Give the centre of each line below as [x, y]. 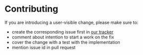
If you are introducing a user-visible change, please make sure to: [71, 22]
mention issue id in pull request [44, 47]
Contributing [31, 9]
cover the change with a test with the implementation [66, 42]
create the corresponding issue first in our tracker [63, 32]
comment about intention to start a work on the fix [63, 37]
